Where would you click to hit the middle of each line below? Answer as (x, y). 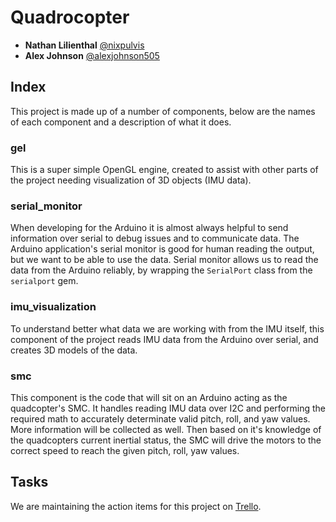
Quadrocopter (70, 17)
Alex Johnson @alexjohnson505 (92, 55)
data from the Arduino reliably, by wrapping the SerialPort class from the (161, 270)
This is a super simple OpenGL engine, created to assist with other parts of (164, 170)
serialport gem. (44, 281)
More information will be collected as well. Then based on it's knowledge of (166, 429)
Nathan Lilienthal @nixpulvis (84, 45)
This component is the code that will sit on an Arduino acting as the (149, 397)
